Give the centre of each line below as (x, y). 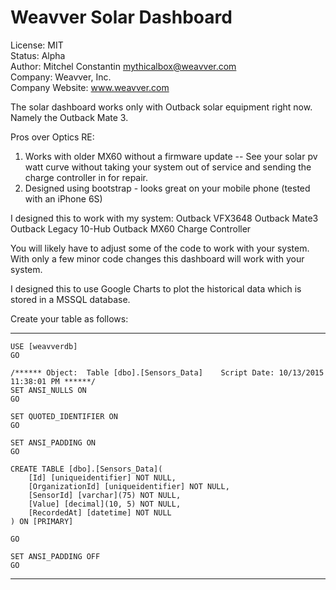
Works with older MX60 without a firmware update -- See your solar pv (171, 156)
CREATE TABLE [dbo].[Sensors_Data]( (86, 469)
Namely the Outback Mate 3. (69, 117)
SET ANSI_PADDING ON (53, 442)
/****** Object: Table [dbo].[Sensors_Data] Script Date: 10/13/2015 (167, 372)
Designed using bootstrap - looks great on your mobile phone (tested (167, 188)
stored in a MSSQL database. (70, 299)
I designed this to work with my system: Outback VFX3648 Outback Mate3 (164, 218)
